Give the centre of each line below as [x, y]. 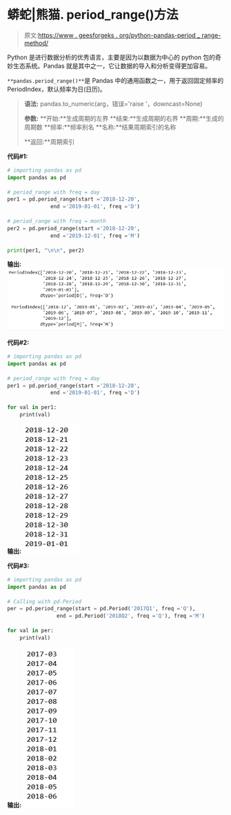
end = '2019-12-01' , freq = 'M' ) [95, 236]
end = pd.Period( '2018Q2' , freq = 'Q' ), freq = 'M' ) [131, 616]
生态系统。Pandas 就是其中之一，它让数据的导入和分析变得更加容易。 [112, 66]
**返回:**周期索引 [49, 141]
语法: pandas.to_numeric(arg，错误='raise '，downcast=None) [113, 103]
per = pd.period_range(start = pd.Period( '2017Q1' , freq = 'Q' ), [101, 609]
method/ [36, 43]
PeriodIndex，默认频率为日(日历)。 [57, 89]
